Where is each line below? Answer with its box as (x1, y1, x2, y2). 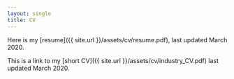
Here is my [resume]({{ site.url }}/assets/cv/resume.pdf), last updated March (7, 35, 228, 44)
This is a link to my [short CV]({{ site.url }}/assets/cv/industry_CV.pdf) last (7, 56, 219, 64)
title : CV (7, 17, 36, 24)
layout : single (7, 10, 52, 17)
